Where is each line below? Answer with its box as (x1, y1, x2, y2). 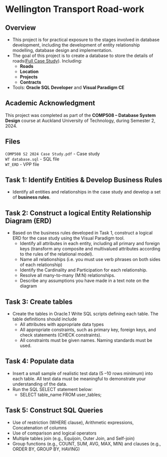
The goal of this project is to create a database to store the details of (12, 52, 154, 58)
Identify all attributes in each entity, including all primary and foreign (19, 240, 160, 246)
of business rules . (12, 194, 51, 200)
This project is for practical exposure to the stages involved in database (12, 36, 160, 42)
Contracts (19, 79, 41, 85)
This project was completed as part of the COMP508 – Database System (5, 112, 156, 118)
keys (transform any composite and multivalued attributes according (19, 246, 161, 252)
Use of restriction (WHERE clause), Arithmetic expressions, (12, 419, 134, 425)
